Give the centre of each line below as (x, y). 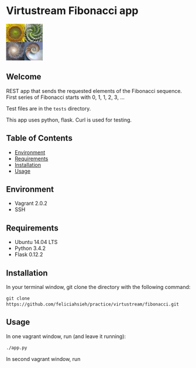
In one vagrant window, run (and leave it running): (66, 336)
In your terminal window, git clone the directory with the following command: (98, 287)
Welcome (24, 77)
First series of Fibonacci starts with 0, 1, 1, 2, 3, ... (65, 97)
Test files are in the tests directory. (49, 108)
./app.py (17, 348)
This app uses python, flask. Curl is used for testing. (69, 120)
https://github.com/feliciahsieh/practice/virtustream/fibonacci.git (93, 304)
